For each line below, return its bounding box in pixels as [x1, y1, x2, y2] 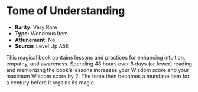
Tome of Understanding [6, 4, 125, 18]
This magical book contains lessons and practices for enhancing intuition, [6, 54, 186, 61]
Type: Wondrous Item [14, 29, 68, 37]
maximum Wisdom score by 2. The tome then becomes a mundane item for [6, 73, 190, 80]
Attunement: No [14, 36, 56, 43]
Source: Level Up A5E [14, 42, 69, 50]
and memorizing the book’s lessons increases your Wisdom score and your [6, 66, 189, 73]
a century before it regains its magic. [6, 78, 96, 86]
